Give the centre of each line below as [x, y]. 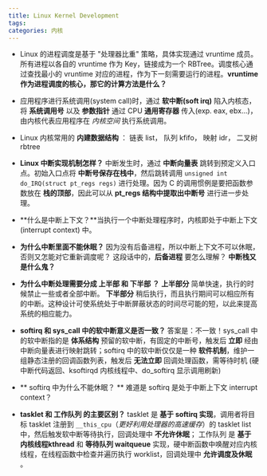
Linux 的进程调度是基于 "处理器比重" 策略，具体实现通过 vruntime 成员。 [139, 54]
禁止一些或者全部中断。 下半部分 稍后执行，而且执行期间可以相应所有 [141, 294]
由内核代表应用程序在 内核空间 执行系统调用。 [95, 121]
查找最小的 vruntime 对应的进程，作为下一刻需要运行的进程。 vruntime [143, 74]
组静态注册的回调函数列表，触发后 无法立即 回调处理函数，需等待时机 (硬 [139, 360]
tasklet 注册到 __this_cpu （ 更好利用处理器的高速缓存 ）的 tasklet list [140, 424]
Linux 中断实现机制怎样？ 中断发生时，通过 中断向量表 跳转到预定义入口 [138, 163]
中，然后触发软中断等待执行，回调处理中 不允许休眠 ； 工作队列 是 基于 [135, 435]
